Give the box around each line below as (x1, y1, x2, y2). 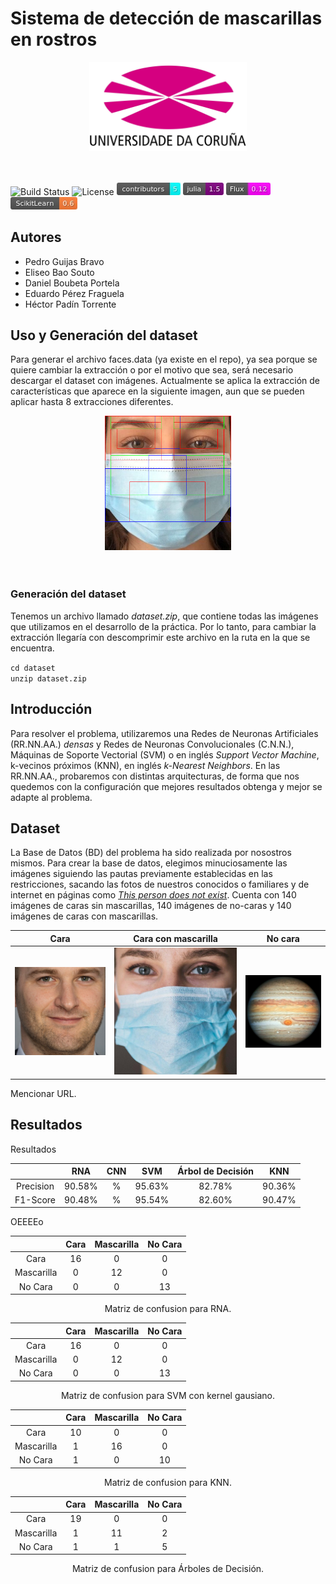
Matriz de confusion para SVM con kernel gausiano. (60, 1389, 276, 1401)
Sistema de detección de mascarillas (10, 7, 323, 30)
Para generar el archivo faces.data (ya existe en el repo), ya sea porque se (10, 353, 318, 366)
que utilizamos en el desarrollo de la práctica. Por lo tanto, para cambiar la (10, 620, 317, 632)
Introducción (10, 701, 93, 718)
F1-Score (14, 1193, 56, 1206)
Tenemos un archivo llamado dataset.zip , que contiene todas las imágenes (10, 610, 319, 622)
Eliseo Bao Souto (24, 266, 95, 278)
